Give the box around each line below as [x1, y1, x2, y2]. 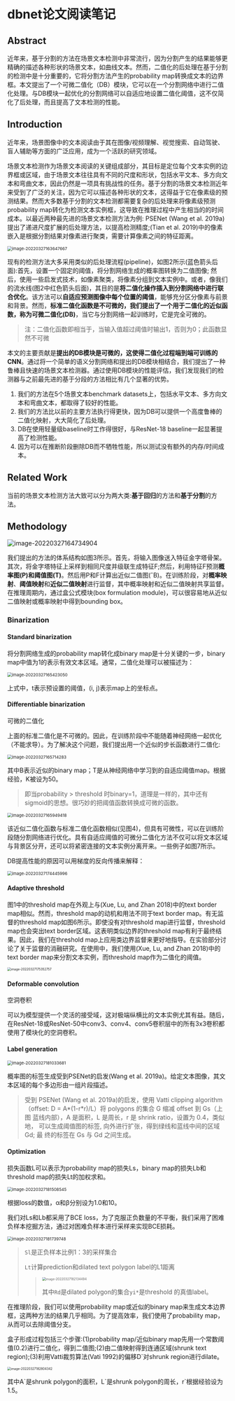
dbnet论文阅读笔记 [7, 6, 116, 22]
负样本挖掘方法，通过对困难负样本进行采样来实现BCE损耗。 [7, 1222, 179, 1230]
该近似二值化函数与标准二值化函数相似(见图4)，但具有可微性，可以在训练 [7, 824, 218, 832]
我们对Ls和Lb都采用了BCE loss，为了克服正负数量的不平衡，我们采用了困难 [7, 1213, 225, 1222]
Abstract [7, 34, 47, 46]
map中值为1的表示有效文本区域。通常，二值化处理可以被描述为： [7, 657, 194, 666]
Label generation [7, 1045, 58, 1053]
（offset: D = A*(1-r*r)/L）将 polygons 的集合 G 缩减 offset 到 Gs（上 [24, 1104, 223, 1113]
